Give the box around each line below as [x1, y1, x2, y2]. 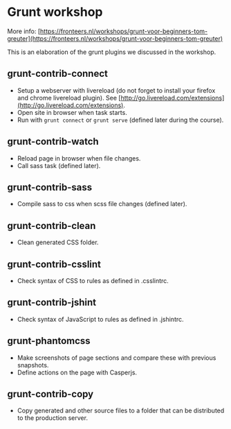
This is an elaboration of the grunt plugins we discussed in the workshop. [7, 48, 216, 56]
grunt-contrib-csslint [7, 258, 102, 270]
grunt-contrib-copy [7, 388, 94, 400]
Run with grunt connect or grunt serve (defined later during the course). [17, 116, 224, 124]
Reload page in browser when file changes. [17, 154, 141, 163]
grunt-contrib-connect [7, 68, 109, 80]
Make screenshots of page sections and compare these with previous [17, 354, 216, 362]
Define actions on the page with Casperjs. [17, 368, 137, 376]
